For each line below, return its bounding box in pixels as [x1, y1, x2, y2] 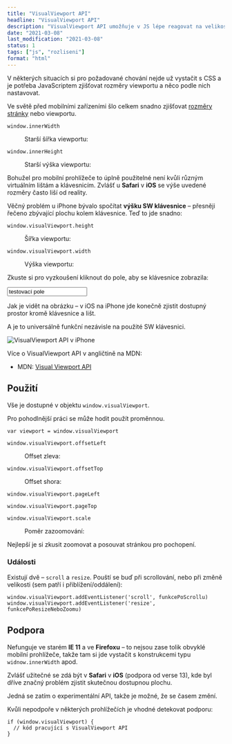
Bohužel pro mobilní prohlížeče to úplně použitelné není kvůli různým [7, 173, 204, 182]
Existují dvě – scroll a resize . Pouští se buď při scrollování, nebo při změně [7, 573, 222, 581]
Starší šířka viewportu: [24, 135, 88, 143]
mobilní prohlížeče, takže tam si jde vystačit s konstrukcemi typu [7, 650, 191, 658]
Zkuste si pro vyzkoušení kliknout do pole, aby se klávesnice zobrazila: [7, 273, 209, 282]
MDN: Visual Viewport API [17, 362, 92, 371]
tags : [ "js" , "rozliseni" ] [7, 49, 85, 56]
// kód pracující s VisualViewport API [13, 724, 128, 732]
